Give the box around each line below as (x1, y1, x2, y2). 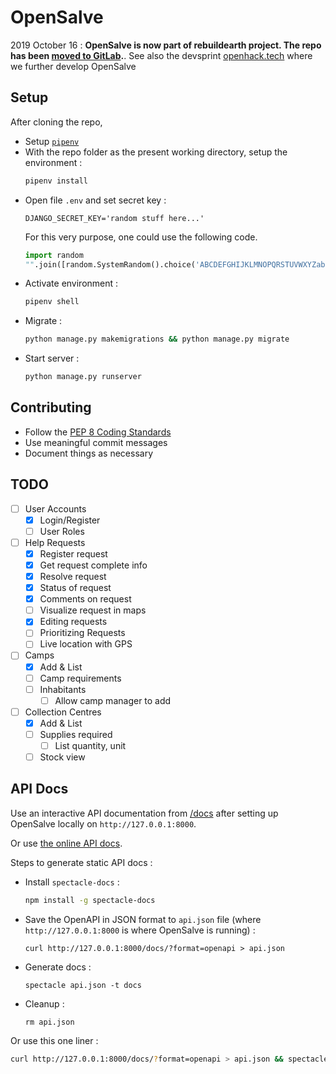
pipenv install (24, 176, 89, 186)
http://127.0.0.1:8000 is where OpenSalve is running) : (24, 924, 256, 936)
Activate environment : (24, 277, 119, 290)
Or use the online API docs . (10, 837, 123, 849)
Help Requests (24, 536, 86, 548)
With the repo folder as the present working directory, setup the (24, 146, 288, 158)
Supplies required (39, 728, 113, 740)
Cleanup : (24, 997, 65, 1010)
